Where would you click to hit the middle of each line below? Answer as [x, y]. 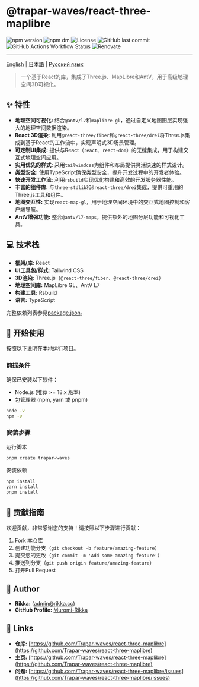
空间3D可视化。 [40, 84]
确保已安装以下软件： [32, 379]
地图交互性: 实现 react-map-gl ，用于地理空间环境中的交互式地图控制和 [100, 202]
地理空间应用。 [44, 157]
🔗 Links [20, 628]
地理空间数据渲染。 [49, 127]
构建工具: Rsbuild [36, 292]
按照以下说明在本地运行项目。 [42, 348]
